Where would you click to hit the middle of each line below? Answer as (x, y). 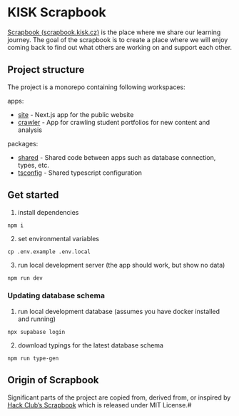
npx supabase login (36, 332)
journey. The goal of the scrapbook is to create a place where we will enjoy (118, 39)
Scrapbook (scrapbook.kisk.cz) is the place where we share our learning (114, 32)
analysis (30, 130)
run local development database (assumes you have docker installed (118, 311)
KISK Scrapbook (57, 12)
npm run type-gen (33, 358)
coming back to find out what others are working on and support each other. (120, 47)
